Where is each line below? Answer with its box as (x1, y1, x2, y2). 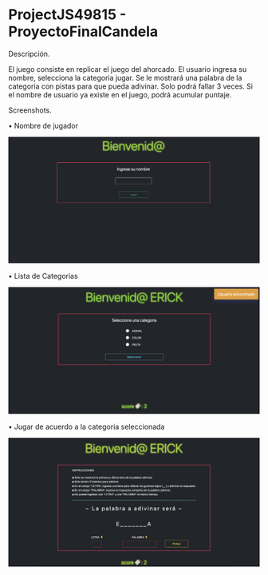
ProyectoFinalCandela (8, 22, 159, 41)
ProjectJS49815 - (8, 6, 127, 24)
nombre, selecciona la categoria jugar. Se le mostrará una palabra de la (8, 73, 242, 82)
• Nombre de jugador (8, 121, 78, 130)
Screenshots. (8, 105, 52, 115)
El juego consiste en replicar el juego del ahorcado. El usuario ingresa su (8, 64, 247, 73)
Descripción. (8, 49, 50, 58)
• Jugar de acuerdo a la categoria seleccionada (8, 422, 165, 432)
